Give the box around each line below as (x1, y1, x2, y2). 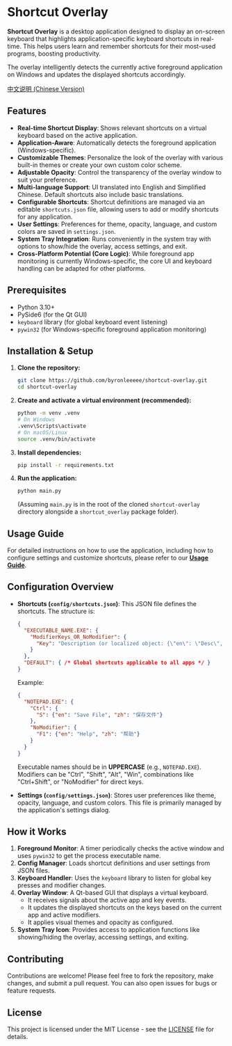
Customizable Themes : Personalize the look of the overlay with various (17, 153, 224, 161)
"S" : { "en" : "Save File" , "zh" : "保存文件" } (35, 711, 163, 718)
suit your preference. (17, 175, 78, 184)
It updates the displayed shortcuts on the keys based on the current (27, 903, 222, 912)
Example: (17, 678, 44, 686)
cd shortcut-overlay (17, 383, 77, 390)
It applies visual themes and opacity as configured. (27, 918, 174, 926)
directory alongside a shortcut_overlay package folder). (17, 507, 179, 516)
